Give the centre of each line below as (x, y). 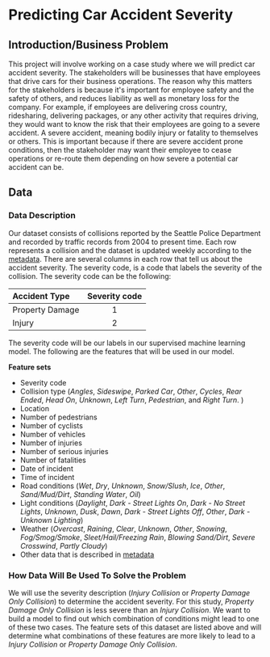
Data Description (42, 216)
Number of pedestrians (59, 417)
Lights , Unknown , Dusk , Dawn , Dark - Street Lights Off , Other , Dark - (135, 512)
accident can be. (36, 167)
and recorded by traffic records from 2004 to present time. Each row (123, 242)
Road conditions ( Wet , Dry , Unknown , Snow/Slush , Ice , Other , (123, 486)
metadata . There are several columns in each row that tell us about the (126, 259)
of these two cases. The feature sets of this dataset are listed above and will (135, 627)
